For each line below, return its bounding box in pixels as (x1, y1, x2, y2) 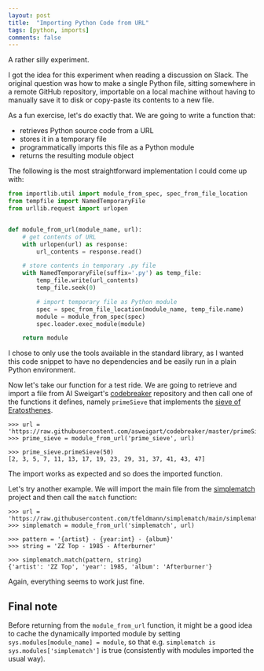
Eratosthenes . (8, 406, 53, 415)
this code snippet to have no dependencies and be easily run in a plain (8, 357, 237, 366)
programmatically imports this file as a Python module (19, 143, 195, 152)
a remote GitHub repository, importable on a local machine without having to (8, 87, 255, 97)
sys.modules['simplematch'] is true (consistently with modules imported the (8, 646, 254, 655)
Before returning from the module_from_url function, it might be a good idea (8, 621, 253, 630)
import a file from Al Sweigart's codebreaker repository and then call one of (8, 389, 253, 399)
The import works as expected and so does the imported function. (8, 469, 223, 479)
